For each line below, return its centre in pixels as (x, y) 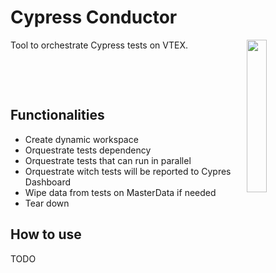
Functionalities (57, 115)
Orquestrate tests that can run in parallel (108, 160)
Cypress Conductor (94, 17)
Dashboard (48, 182)
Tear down (47, 203)
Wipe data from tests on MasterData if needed (120, 192)
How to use (46, 234)
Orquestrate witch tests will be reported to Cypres (128, 171)
